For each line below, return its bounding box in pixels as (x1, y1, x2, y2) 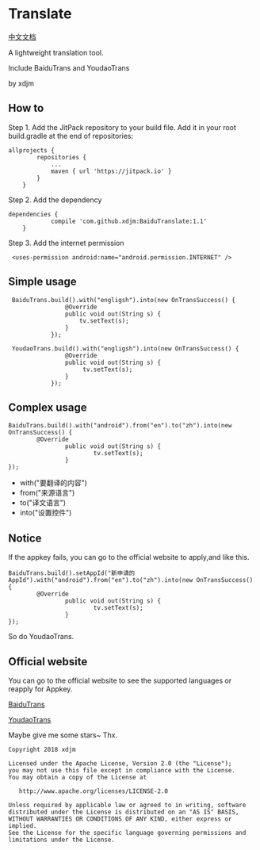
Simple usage (8, 275, 77, 289)
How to (8, 101, 44, 115)
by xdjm (8, 78, 34, 88)
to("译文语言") (19, 498, 66, 507)
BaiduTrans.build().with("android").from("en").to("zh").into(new (8, 422, 232, 430)
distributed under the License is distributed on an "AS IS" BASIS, (8, 808, 239, 816)
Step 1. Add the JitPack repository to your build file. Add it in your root (8, 122, 236, 132)
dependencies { (8, 210, 59, 218)
